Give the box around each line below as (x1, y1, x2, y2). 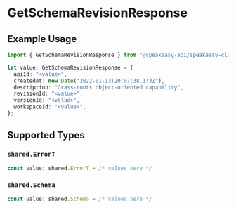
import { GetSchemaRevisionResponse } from (7, 51, 137, 58)
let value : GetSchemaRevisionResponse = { (7, 64, 133, 71)
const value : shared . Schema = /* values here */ (7, 195, 152, 202)
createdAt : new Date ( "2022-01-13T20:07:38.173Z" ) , (13, 77, 165, 84)
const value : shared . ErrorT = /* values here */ (7, 164, 152, 171)
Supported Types (7, 129, 86, 141)
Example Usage (7, 33, 77, 45)
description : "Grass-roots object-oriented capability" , (13, 84, 184, 91)
